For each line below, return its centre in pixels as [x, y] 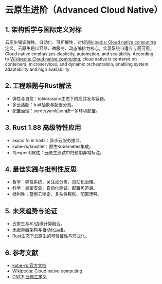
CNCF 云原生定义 [29, 277]
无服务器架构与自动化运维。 [40, 230]
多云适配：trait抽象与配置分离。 [44, 104]
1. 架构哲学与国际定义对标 [43, 30]
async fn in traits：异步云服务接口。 [48, 140]
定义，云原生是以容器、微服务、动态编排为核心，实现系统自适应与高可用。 [80, 48]
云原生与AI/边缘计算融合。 [38, 224]
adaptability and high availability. [38, 69]
